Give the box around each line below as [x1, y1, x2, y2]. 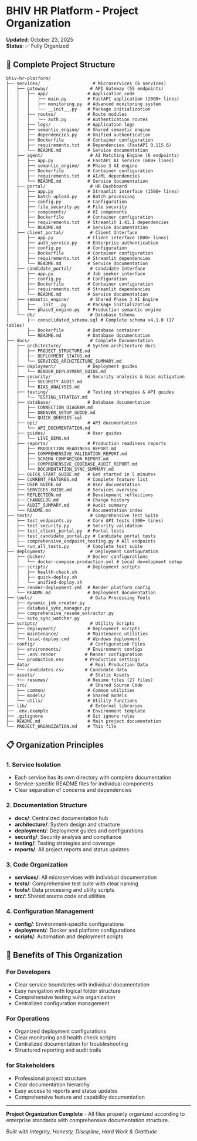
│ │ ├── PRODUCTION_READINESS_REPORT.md [6, 446, 117, 451]
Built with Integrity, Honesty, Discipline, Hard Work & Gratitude [6, 1127, 157, 1135]
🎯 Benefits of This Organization [6, 950, 123, 960]
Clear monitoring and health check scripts [14, 1034, 116, 1041]
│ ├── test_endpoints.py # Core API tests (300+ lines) [6, 517, 164, 524]
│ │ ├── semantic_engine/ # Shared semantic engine [6, 126, 151, 133]
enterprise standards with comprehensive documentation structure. [6, 1116, 169, 1123]
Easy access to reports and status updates [14, 1087, 118, 1094]
